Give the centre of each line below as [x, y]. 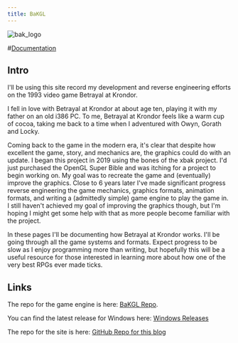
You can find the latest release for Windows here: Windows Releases [108, 318]
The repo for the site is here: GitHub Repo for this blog [87, 332]
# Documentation [32, 48]
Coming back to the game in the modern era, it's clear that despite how [112, 145]
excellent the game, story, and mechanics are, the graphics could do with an [119, 153]
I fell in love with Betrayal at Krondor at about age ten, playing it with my [112, 109]
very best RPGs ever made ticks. [55, 265]
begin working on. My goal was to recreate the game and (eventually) [109, 176]
